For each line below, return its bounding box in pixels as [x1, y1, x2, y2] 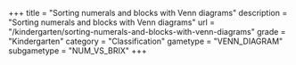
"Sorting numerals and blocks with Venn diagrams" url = [8, 17, 216, 28]
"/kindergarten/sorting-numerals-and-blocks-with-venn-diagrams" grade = [8, 27, 286, 37]
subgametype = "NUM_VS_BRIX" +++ [8, 45, 148, 56]
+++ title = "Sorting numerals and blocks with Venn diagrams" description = [8, 8, 288, 18]
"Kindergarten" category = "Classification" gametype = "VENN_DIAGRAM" [8, 36, 284, 46]
